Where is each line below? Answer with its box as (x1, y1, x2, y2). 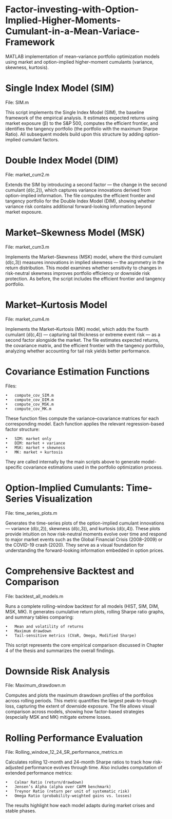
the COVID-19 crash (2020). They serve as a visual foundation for (5, 542, 144, 548)
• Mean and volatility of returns (5, 624, 84, 629)
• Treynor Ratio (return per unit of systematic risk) (5, 789, 130, 794)
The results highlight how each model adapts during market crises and (5, 803, 155, 809)
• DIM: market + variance (5, 440, 66, 445)
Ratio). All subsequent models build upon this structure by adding (5, 131, 144, 137)
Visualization (35, 493, 92, 505)
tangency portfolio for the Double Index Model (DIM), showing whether (5, 198, 155, 204)
